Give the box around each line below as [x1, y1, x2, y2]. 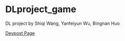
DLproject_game [5, 4, 77, 15]
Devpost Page [5, 30, 35, 36]
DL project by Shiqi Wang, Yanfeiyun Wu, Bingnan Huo [5, 20, 120, 26]
